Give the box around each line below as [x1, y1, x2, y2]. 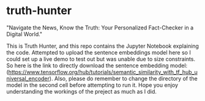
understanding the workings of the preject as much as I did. [6, 88, 157, 95]
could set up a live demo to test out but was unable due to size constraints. [6, 55, 196, 62]
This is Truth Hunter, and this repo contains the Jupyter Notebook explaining [6, 42, 199, 50]
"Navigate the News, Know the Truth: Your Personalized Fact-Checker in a [6, 24, 194, 31]
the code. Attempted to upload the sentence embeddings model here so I [6, 48, 191, 56]
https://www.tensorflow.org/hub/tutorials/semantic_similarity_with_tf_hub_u [8, 68, 198, 75]
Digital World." [6, 30, 43, 37]
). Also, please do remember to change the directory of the [49, 75, 198, 82]
